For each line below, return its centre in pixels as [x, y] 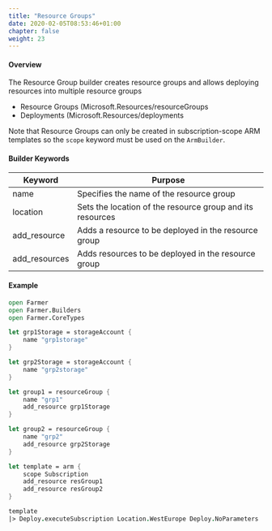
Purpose [168, 179]
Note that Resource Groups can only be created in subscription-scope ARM [134, 132]
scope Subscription [56, 474]
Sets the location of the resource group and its [165, 206]
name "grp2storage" [56, 369]
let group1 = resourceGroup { [59, 392]
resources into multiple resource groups [75, 91]
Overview [25, 64]
